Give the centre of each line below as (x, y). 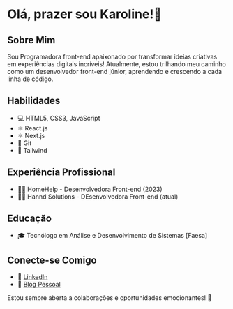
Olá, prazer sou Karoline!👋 (84, 14)
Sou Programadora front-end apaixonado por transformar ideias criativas (112, 56)
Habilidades (34, 101)
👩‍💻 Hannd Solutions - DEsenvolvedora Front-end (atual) (98, 196)
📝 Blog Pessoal (39, 285)
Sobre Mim (31, 40)
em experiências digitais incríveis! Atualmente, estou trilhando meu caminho (117, 64)
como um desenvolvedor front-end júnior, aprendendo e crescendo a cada (114, 71)
